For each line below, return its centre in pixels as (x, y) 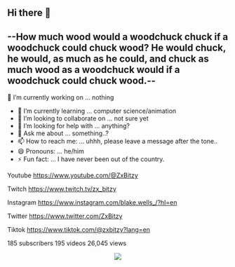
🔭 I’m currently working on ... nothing (61, 97)
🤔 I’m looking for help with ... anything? (73, 126)
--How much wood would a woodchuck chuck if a (118, 37)
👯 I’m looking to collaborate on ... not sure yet (83, 118)
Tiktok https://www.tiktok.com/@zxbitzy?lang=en (79, 230)
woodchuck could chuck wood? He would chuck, (117, 47)
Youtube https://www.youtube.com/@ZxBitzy (73, 175)
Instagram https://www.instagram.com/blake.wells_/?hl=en (92, 203)
